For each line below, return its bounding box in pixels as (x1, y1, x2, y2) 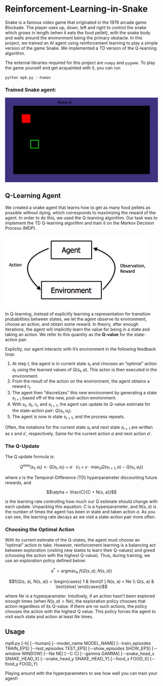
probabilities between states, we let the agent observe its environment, (5, 316, 147, 322)
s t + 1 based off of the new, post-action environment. (12, 395, 117, 402)
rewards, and (5, 479, 32, 485)
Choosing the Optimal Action (5, 526, 75, 533)
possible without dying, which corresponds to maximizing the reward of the (5, 209, 156, 215)
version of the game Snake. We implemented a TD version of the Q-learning (5, 45, 157, 51)
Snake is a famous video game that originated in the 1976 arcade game (5, 19, 147, 25)
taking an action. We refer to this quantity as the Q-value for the (5, 331, 133, 337)
